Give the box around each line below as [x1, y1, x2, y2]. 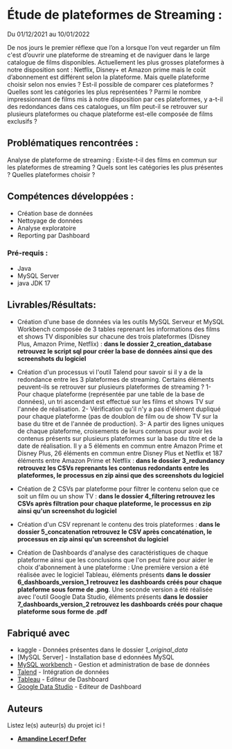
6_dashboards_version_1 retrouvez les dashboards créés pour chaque [17, 578, 222, 586]
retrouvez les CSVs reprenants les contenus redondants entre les [17, 464, 210, 472]
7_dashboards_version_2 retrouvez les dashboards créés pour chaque [17, 600, 223, 608]
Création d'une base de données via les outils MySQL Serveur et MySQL [17, 317, 225, 326]
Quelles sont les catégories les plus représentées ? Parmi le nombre [7, 87, 202, 96]
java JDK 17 [17, 278, 51, 287]
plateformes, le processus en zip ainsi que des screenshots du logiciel [17, 471, 224, 479]
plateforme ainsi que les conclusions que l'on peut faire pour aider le [17, 555, 213, 564]
